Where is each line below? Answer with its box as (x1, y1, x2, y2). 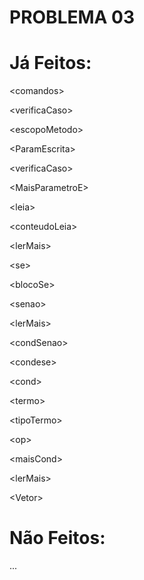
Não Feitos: (9, 527, 106, 550)
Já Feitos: (9, 52, 92, 75)
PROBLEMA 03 (9, 6, 136, 29)
